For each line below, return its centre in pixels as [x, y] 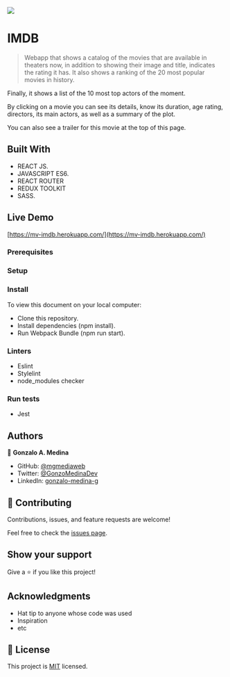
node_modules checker [51, 381]
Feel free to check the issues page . [57, 532]
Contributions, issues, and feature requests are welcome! [89, 519]
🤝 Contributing [39, 503]
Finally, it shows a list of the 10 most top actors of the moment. [96, 93]
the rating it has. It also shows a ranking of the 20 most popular [114, 72]
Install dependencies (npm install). [66, 325]
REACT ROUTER [41, 181]
